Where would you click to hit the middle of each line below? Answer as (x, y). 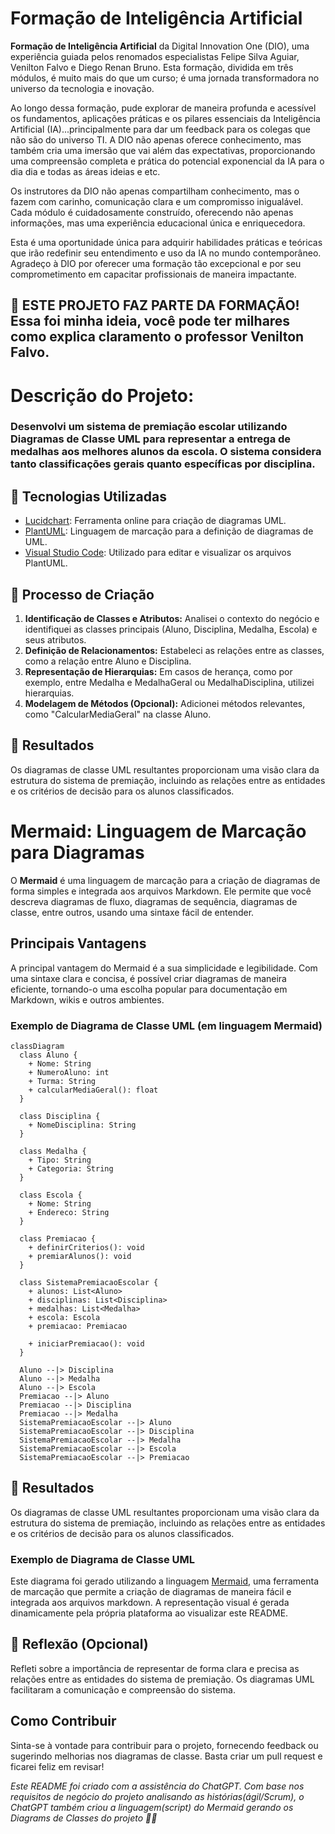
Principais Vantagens (78, 943)
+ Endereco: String (69, 1212)
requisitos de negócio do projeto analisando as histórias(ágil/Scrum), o (157, 1796)
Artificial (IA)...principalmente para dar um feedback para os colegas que (160, 129)
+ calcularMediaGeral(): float (93, 1090)
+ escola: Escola (64, 1317)
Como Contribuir (63, 1721)
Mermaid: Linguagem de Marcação (158, 831)
